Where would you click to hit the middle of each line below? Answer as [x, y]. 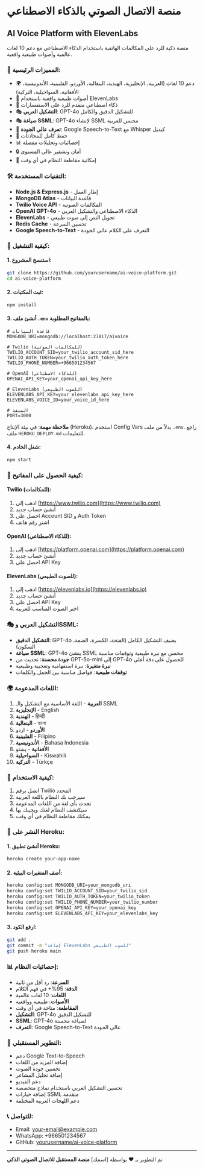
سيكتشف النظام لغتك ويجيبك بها [51, 810]
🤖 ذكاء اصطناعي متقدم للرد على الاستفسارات [67, 105]
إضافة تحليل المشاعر [39, 1075]
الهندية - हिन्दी [30, 716]
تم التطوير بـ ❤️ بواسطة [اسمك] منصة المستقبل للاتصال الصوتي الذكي [85, 1159]
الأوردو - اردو [30, 729]
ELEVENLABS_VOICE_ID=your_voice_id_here [58, 400]
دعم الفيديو [28, 1082]
